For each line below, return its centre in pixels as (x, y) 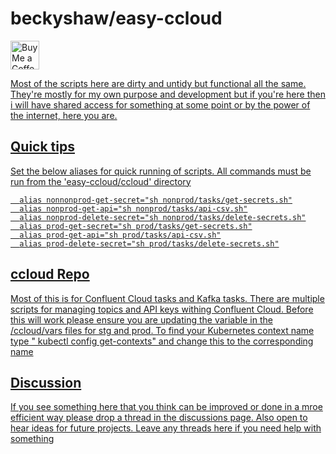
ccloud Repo (50, 274)
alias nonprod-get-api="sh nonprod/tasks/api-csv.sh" (133, 208)
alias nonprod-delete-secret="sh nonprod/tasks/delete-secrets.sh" (163, 217)
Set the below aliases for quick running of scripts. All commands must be (161, 171)
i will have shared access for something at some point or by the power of (160, 104)
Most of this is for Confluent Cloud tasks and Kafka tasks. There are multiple (167, 298)
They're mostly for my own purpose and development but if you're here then (168, 94)
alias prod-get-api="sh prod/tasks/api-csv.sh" (120, 235)
